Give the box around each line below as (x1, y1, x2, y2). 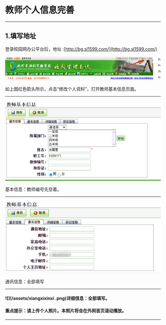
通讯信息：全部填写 (5, 278, 44, 284)
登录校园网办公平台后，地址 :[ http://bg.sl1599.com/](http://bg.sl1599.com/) (5, 46, 158, 52)
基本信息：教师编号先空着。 (5, 186, 62, 192)
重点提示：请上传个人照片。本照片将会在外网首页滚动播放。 (5, 308, 126, 314)
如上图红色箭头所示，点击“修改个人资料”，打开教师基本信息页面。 (5, 86, 139, 92)
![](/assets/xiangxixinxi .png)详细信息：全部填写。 (5, 295, 110, 301)
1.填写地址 (5, 32, 37, 40)
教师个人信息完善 (5, 4, 75, 16)
